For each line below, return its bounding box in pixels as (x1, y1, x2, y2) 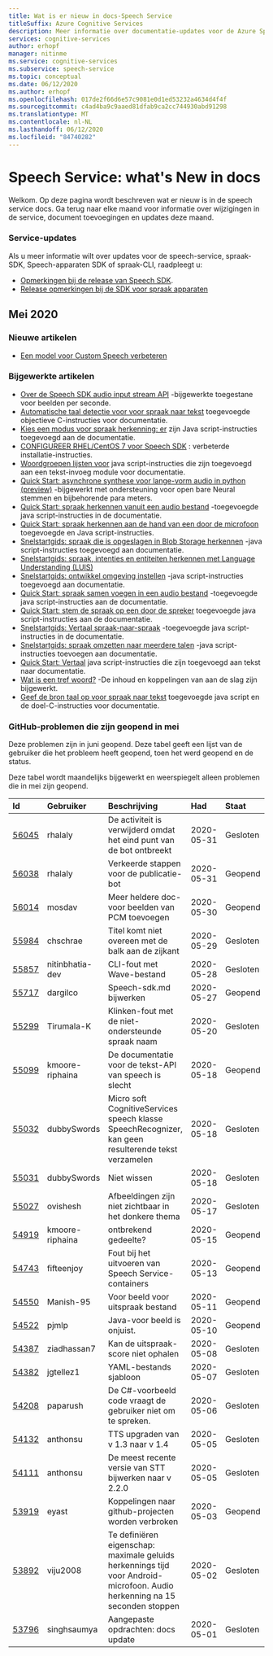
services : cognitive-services (8, 34, 111, 43)
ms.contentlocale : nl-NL (8, 118, 93, 126)
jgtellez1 (46, 1366, 80, 1378)
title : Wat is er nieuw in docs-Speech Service (8, 11, 173, 20)
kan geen (108, 1134, 144, 1145)
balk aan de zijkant (108, 946, 180, 957)
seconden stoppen (108, 1601, 180, 1612)
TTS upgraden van (108, 1429, 180, 1440)
